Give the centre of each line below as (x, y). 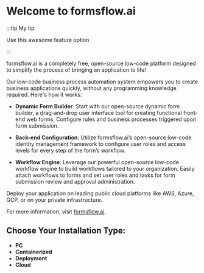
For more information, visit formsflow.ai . (56, 212)
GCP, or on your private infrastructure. (54, 199)
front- (190, 112)
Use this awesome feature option (48, 40)
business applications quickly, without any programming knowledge (91, 88)
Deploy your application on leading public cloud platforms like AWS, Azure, (100, 193)
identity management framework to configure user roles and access (100, 143)
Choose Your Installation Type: (66, 231)
